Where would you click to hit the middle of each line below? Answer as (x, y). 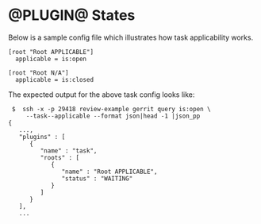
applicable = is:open (51, 59)
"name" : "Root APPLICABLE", (109, 172)
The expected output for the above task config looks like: (102, 95)
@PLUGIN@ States (72, 15)
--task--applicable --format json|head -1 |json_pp (113, 116)
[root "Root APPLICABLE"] (51, 52)
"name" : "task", (69, 151)
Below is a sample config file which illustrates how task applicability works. (131, 37)
